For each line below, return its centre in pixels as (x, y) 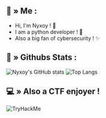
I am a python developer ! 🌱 (49, 32)
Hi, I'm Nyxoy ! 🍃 (35, 25)
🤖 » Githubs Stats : (41, 58)
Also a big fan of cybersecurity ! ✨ (57, 38)
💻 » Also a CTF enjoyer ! (53, 91)
